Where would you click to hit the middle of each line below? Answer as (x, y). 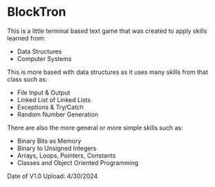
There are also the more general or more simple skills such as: (95, 127)
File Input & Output (44, 92)
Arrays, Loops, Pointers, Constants (66, 155)
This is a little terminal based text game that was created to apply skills (107, 31)
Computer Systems (44, 58)
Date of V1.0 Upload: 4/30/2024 (53, 176)
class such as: (27, 79)
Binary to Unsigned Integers (57, 148)
